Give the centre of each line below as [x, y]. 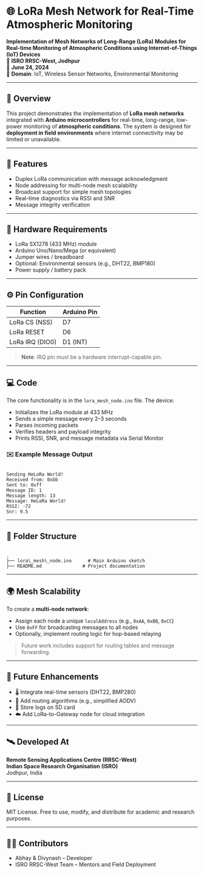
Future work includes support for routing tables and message [98, 645]
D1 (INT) [75, 342]
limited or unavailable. [34, 139]
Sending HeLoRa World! [35, 474]
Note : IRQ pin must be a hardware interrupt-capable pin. [92, 357]
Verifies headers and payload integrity [63, 432]
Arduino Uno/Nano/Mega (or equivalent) [66, 250]
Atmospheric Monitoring [70, 25]
